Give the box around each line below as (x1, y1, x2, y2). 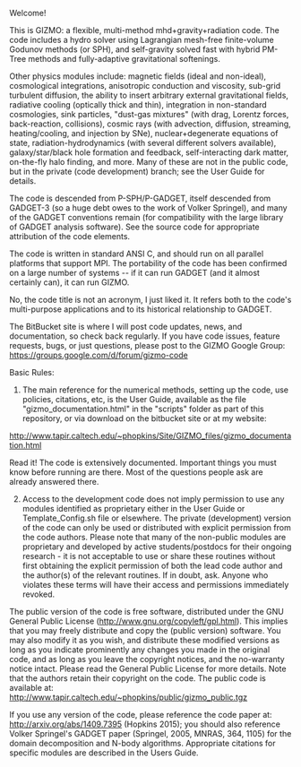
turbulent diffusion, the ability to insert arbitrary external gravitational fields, (9, 90, 289, 100)
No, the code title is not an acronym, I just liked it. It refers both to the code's (9, 295, 292, 305)
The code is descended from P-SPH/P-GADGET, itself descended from (9, 193, 271, 203)
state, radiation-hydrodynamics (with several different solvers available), (9, 138, 277, 148)
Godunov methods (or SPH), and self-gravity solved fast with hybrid (9, 44, 261, 55)
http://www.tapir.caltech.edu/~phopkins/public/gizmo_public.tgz (9, 692, 248, 702)
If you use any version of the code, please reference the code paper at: (9, 710, 272, 720)
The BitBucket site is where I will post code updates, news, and (9, 322, 243, 332)
